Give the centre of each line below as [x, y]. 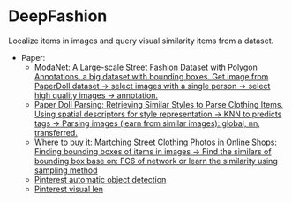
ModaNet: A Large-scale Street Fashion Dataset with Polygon [146, 67]
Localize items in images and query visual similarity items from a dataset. [141, 41]
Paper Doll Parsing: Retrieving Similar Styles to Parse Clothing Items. [159, 104]
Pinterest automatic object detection [100, 179]
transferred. [56, 132]
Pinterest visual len [68, 189]
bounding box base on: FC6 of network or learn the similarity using [156, 161]
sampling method [66, 170]
